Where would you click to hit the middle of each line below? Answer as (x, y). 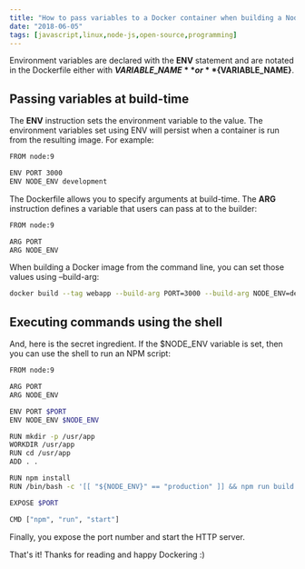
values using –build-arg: (54, 277)
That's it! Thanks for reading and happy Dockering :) (108, 554)
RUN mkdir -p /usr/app (52, 436)
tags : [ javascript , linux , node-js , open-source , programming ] (123, 35)
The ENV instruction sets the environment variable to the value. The (136, 121)
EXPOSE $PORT (34, 503)
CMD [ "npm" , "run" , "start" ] (64, 519)
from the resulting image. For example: (82, 140)
